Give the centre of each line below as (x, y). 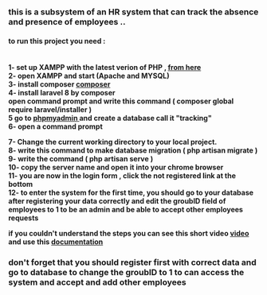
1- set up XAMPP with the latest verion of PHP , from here (105, 68)
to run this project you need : (57, 41)
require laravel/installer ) (50, 110)
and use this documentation (56, 242)
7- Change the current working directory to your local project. (113, 142)
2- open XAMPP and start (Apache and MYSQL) (89, 76)
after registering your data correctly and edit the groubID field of (117, 201)
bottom (21, 184)
